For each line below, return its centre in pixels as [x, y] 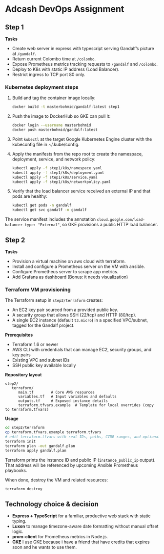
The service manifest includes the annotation [51, 219]
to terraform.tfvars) [27, 410]
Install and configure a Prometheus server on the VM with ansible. [79, 266]
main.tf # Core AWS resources [56, 393]
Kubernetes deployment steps [42, 87]
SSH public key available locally [44, 365]
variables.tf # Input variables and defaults [67, 397]
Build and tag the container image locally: [54, 98]
